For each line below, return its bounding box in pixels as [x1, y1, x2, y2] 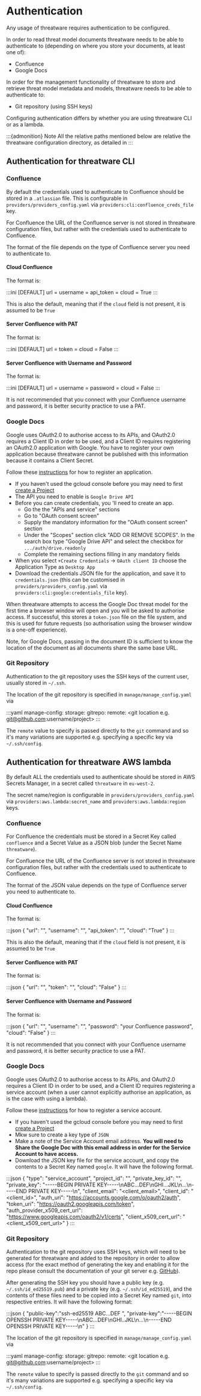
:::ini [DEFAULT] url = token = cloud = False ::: [6, 346, 119, 353]
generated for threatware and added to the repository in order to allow [6, 1255, 180, 1262]
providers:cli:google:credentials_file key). [14, 589, 128, 596]
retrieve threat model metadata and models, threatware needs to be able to [6, 84, 192, 92]
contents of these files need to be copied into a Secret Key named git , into [6, 1292, 192, 1299]
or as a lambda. [6, 120, 45, 128]
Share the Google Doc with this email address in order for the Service [14, 1144, 191, 1151]
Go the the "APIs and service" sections [23, 506, 120, 513]
